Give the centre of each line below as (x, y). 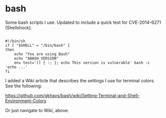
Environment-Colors (26, 101)
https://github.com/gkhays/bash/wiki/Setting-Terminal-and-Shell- (73, 95)
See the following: (24, 86)
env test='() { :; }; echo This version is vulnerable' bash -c (82, 62)
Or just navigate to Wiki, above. (37, 110)
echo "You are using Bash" (42, 54)
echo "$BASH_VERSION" (36, 58)
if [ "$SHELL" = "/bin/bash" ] (38, 45)
